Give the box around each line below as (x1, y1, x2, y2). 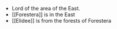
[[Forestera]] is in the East (11, 11, 76, 18)
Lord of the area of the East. (11, 5, 80, 12)
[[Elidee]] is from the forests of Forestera (11, 17, 112, 24)
